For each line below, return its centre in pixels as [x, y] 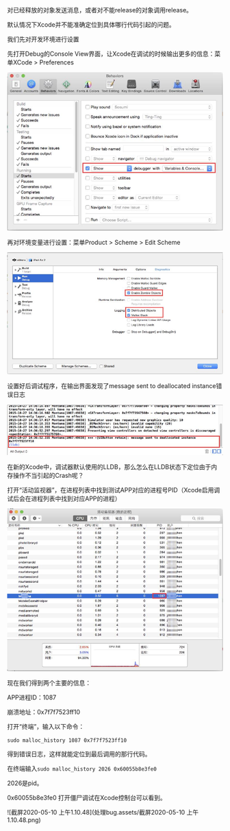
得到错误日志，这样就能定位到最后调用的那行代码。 [79, 754]
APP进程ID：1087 [32, 697]
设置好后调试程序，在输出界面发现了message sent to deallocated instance [112, 385]
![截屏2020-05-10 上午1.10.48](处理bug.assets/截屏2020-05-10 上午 [103, 812]
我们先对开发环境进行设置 [43, 39]
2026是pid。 [25, 783]
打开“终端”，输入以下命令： [46, 726]
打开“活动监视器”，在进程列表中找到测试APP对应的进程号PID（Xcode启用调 [114, 490]
